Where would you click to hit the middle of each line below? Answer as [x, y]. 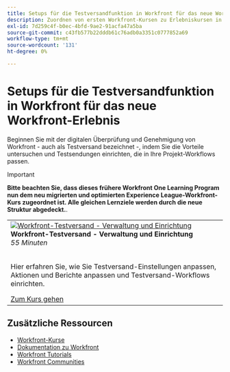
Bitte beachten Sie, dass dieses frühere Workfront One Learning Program [113, 187]
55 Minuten [29, 242]
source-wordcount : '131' [42, 45]
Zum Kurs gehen [37, 299]
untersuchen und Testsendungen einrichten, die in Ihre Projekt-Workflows [111, 154]
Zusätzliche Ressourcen [60, 323]
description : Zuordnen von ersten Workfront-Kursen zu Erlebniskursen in [115, 20]
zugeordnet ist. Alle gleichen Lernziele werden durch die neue [113, 202]
